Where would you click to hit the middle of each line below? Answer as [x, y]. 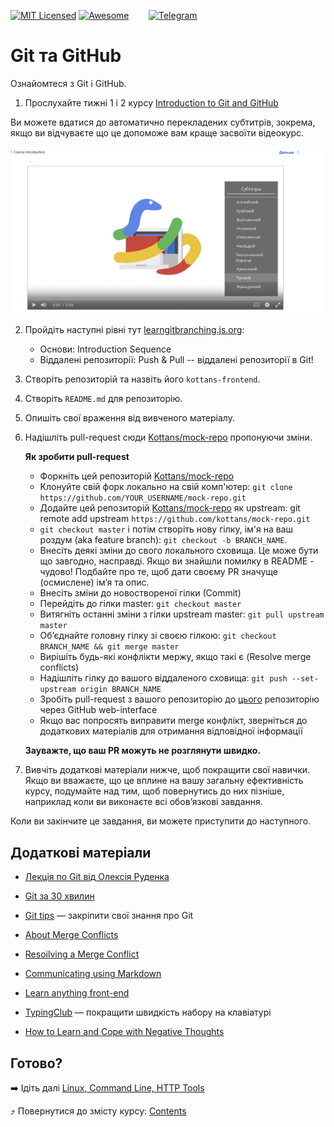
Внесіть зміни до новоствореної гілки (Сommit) [140, 593]
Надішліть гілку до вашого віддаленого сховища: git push [163, 678]
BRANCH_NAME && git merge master [109, 647]
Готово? [36, 1063]
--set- [305, 679]
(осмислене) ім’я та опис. [94, 582]
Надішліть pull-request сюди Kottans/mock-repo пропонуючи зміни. [168, 437]
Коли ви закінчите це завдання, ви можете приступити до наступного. [161, 821]
